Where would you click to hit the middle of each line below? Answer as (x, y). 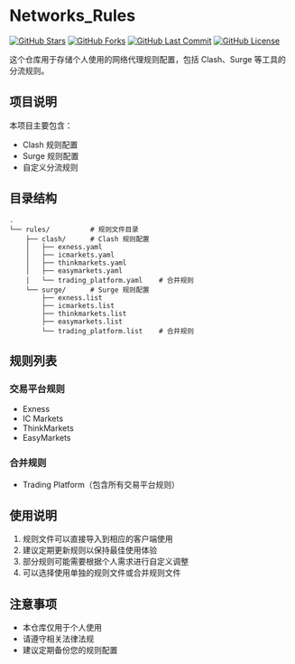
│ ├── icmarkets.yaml (70, 255)
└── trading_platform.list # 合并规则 (118, 331)
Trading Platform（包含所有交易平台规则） (101, 484)
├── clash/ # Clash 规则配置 (88, 239)
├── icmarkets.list (78, 305)
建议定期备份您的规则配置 (70, 650)
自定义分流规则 (50, 167)
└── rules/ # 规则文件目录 (74, 229)
